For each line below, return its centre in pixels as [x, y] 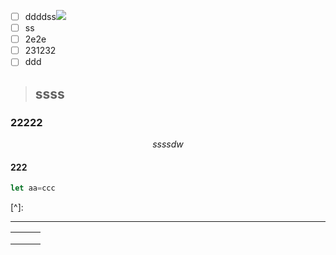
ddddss [40, 16]
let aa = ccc [33, 188]
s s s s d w [168, 144]
